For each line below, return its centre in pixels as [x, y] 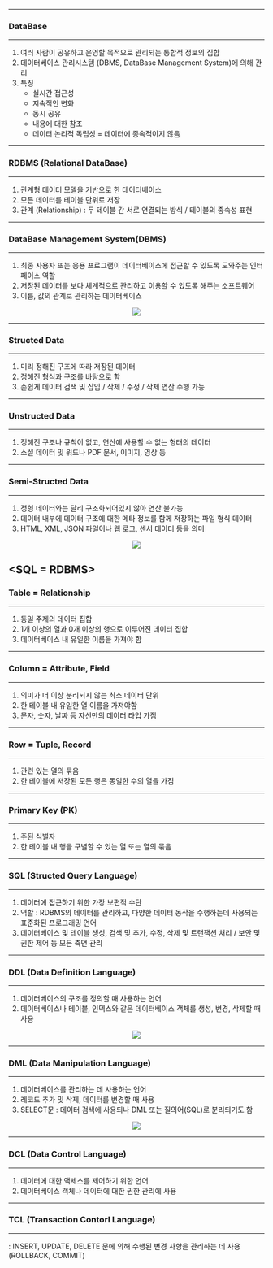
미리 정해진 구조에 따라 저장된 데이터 [78, 367]
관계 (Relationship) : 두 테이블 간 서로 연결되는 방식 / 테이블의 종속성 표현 [136, 210]
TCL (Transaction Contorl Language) [82, 1220]
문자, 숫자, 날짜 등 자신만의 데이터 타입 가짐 [88, 715]
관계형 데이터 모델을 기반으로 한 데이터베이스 [91, 189]
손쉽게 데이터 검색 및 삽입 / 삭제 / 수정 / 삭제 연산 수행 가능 [113, 387]
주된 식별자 [38, 836]
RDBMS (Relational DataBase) [68, 163]
